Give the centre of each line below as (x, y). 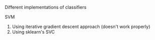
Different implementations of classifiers (46, 7)
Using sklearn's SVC (33, 32)
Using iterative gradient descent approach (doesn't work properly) (81, 26)
